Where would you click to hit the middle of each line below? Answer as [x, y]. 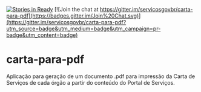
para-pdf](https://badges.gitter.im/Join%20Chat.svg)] [74, 16]
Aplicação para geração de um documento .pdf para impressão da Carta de [101, 76]
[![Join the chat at [76, 9]
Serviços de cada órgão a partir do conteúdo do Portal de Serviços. [91, 82]
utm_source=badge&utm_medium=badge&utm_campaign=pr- [84, 28]
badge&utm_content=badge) [42, 35]
